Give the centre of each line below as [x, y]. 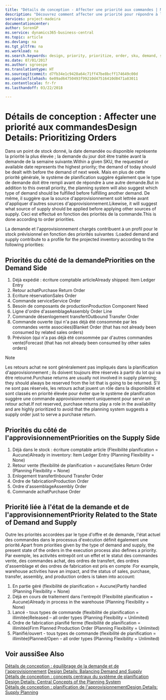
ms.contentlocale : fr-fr [31, 83]
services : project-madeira [33, 19]
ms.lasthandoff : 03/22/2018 [34, 88]
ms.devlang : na [21, 42]
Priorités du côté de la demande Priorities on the [80, 260]
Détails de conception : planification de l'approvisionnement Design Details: [82, 687]
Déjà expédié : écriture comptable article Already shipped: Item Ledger [84, 280]
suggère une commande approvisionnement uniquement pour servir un [78, 399]
